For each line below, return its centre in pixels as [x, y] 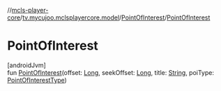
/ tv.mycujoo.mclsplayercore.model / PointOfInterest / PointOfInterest [115, 17]
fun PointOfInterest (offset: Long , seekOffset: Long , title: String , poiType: [111, 72]
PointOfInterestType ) [37, 80]
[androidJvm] [27, 65]
